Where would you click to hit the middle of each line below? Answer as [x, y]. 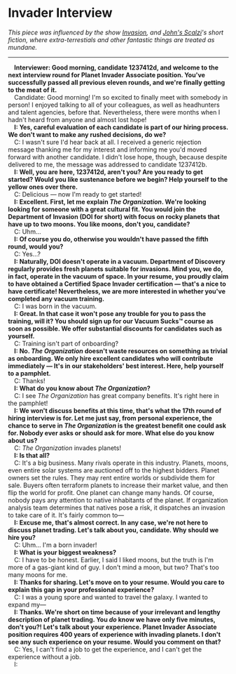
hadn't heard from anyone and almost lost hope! [77, 119]
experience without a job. [44, 656]
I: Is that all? [32, 455]
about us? [23, 440]
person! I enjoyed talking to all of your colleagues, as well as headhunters [114, 105]
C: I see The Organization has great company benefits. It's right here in [117, 395]
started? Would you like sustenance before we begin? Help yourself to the [118, 179]
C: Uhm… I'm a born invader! [56, 545]
